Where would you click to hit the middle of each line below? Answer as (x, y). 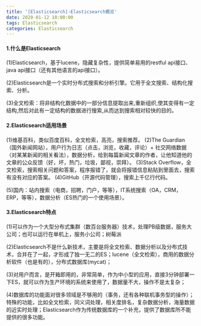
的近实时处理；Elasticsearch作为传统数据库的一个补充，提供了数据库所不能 (99, 309)
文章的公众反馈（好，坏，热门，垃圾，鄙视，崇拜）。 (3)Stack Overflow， (96, 162)
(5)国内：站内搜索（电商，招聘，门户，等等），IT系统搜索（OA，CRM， (94, 190)
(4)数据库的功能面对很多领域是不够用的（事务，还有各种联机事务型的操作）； (100, 294)
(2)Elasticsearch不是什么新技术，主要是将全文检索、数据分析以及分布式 (94, 246)
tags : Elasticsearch (32, 23)
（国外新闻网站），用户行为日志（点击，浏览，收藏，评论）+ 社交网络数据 (97, 147)
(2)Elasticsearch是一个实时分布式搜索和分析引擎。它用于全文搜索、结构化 (97, 83)
